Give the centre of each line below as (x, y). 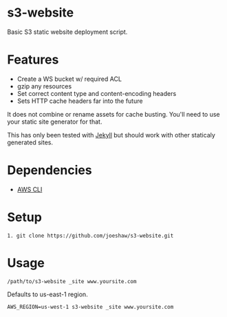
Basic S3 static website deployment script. (67, 32)
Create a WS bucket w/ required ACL (69, 79)
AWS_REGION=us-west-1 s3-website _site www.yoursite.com (90, 307)
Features (33, 60)
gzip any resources (44, 86)
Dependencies (50, 170)
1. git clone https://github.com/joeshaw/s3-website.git (90, 236)
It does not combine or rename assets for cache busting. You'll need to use (113, 114)
